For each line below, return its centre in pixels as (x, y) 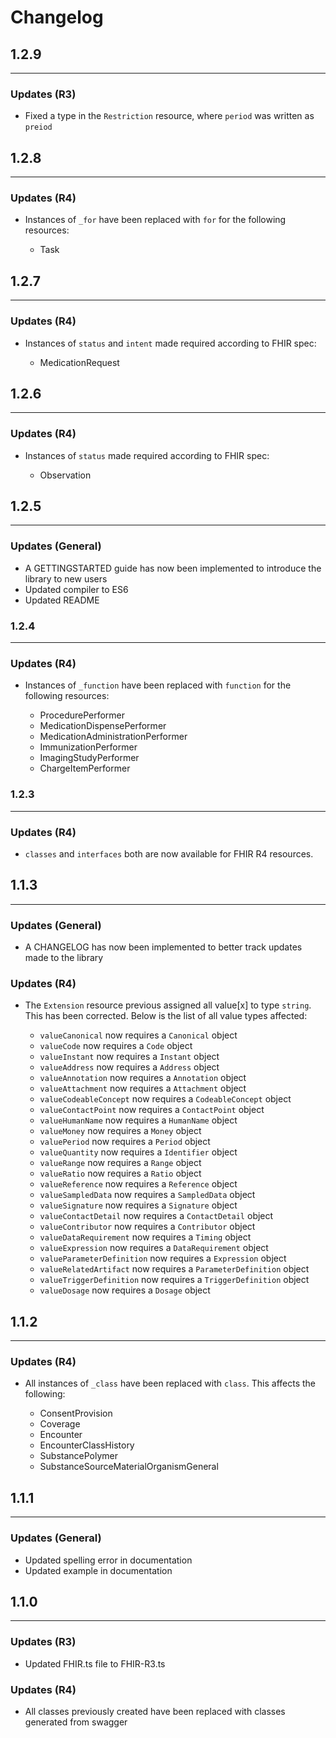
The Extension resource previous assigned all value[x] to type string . (168, 1005)
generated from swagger (76, 1722)
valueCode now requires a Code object (116, 1046)
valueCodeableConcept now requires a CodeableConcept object (165, 1099)
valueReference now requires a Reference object (138, 1184)
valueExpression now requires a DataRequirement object (154, 1248)
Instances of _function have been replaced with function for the (158, 685)
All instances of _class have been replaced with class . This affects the (170, 1383)
